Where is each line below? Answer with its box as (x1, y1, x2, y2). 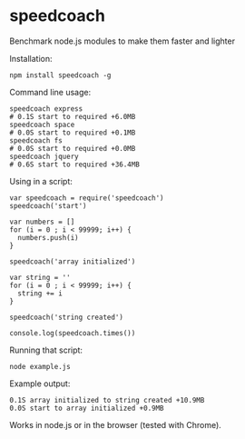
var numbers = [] (9, 217, 75, 226)
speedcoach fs (9, 135, 64, 145)
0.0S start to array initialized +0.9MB (9, 404, 165, 413)
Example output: (9, 378, 71, 389)
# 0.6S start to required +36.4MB (9, 160, 141, 169)
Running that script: (9, 344, 83, 355)
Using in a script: (9, 175, 73, 186)
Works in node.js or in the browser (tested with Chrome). (9, 419, 222, 430)
